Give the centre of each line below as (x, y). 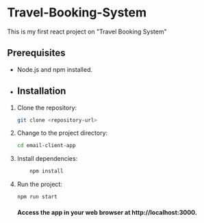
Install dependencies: (47, 159)
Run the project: (40, 184)
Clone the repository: (47, 107)
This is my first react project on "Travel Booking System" (87, 31)
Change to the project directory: (62, 133)
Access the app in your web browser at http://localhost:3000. (107, 212)
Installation (41, 91)
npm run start (37, 197)
